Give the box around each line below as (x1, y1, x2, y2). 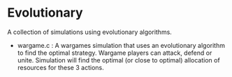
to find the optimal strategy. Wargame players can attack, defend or (17, 49, 212, 57)
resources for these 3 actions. (17, 63, 104, 71)
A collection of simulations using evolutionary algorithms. (7, 28, 173, 36)
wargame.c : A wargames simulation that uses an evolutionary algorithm (17, 41, 226, 49)
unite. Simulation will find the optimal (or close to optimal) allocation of (17, 55, 220, 64)
